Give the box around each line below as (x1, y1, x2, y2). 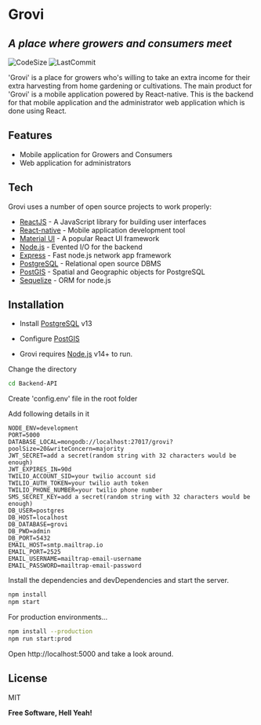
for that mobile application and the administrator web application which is (8, 98, 245, 107)
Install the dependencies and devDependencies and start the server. (8, 576, 230, 585)
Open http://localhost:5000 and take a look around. (8, 649, 174, 658)
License (8, 672, 48, 685)
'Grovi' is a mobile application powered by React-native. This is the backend (8, 90, 254, 99)
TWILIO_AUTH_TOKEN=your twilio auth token (8, 479, 149, 488)
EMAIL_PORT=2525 (8, 548, 61, 556)
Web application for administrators (19, 158, 132, 167)
